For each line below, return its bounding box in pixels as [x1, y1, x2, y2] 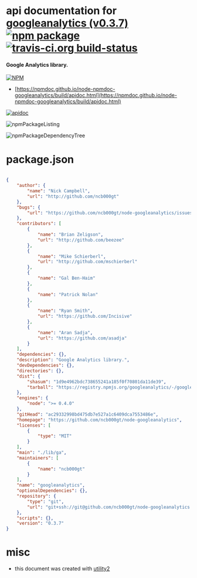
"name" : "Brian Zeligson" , [37, 232, 104, 238]
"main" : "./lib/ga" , [16, 450, 67, 455]
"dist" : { [16, 373, 41, 379]
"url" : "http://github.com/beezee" [37, 237, 125, 243]
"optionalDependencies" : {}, [16, 488, 88, 494]
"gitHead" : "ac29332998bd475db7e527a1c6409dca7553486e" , [16, 412, 159, 417]
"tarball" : [27, 384, 54, 390]
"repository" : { [16, 494, 57, 499]
